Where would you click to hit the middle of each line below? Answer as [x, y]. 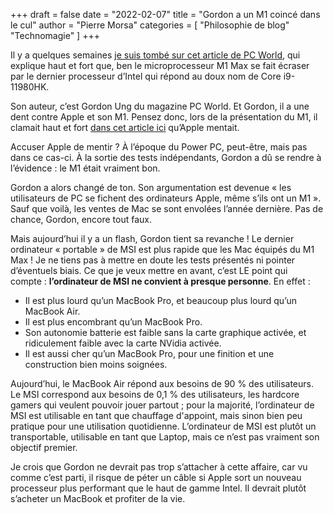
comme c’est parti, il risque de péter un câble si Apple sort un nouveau [156, 477]
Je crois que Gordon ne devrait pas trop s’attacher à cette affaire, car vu [159, 467]
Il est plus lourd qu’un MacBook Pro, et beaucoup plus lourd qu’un [160, 300]
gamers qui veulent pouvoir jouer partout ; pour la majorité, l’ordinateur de [162, 405]
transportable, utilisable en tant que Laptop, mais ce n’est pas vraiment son [165, 437]
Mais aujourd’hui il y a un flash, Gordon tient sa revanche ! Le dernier [152, 238]
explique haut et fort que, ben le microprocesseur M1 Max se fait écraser [160, 65]
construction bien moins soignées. [96, 364]
